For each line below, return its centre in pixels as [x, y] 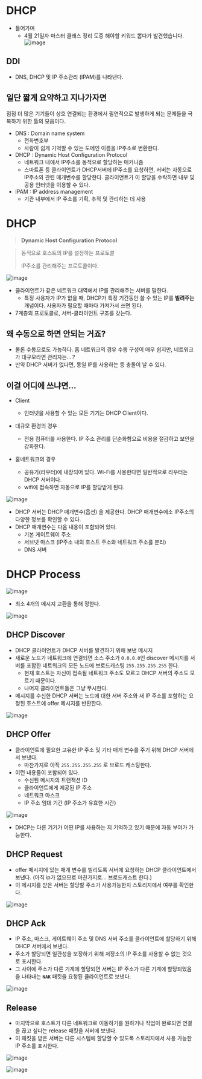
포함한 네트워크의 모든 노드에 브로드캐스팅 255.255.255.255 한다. [103, 665]
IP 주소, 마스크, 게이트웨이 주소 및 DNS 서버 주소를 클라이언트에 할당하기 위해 [106, 939]
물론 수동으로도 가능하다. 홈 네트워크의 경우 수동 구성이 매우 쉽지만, [94, 349]
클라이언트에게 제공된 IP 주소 [58, 787]
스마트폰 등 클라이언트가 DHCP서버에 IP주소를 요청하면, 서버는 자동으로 [108, 170]
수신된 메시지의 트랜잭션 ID [55, 780]
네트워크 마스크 [42, 795]
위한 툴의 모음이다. [44, 121]
